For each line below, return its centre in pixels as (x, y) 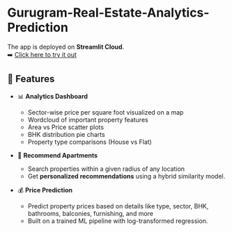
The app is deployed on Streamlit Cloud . (66, 47)
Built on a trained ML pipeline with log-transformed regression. (118, 221)
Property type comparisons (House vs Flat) (90, 142)
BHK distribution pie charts (67, 134)
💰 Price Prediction (45, 190)
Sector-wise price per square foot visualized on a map (106, 112)
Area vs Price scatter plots (66, 127)
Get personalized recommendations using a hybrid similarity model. (126, 176)
